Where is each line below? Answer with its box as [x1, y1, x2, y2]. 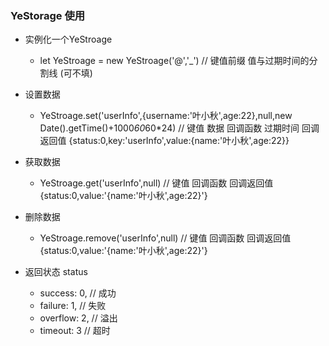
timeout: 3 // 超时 [39, 325, 111, 337]
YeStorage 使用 [10, 8, 86, 22]
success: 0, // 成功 [39, 287, 117, 299]
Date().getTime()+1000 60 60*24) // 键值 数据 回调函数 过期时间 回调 [39, 122, 320, 134]
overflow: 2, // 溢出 [39, 312, 118, 324]
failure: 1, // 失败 [39, 300, 107, 312]
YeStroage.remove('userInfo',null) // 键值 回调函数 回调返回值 [39, 232, 292, 244]
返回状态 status [24, 266, 88, 278]
